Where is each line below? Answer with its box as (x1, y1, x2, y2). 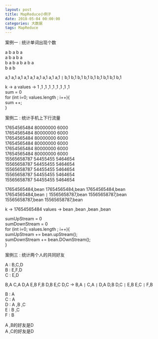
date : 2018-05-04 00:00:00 (5, 16, 60, 21)
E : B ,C (5, 307, 20, 313)
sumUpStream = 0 (5, 216, 42, 222)
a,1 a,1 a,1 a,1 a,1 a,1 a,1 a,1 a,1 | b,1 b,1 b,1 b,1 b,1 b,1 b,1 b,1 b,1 (5, 75, 122, 80)
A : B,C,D (5, 262, 24, 268)
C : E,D (5, 272, 19, 278)
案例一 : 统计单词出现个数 (5, 40, 56, 46)
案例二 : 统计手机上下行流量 (5, 115, 60, 121)
